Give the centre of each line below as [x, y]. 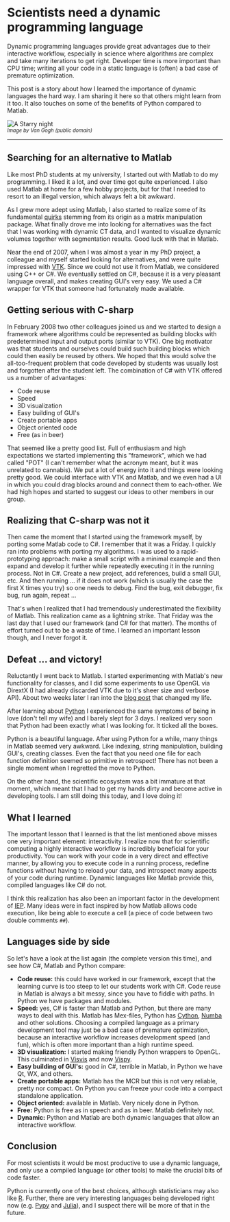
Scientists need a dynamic [84, 13]
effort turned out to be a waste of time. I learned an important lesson [104, 631]
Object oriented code [47, 427]
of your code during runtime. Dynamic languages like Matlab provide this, [111, 878]
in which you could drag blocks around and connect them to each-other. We [115, 484]
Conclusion [32, 1146]
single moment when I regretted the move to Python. [81, 768]
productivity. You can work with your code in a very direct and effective [108, 856]
